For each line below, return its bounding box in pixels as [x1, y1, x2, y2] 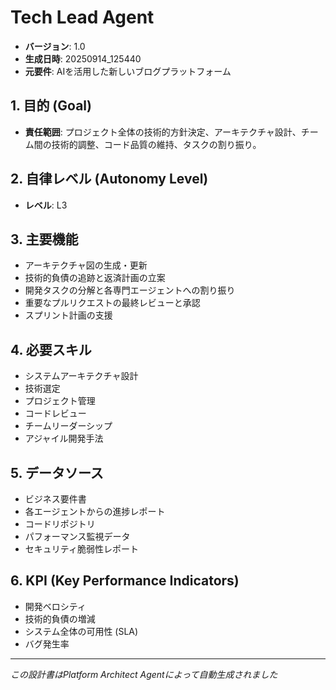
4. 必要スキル [10, 341, 92, 358]
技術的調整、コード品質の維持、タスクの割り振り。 [51, 138, 262, 150]
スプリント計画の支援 [24, 309, 113, 321]
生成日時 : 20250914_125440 [24, 52, 142, 65]
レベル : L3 [24, 199, 68, 211]
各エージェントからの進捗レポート [24, 506, 166, 517]
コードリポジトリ [24, 518, 96, 530]
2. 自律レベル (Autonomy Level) [10, 171, 209, 188]
